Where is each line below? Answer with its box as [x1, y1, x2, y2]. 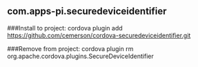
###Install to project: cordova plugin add [7, 23, 123, 32]
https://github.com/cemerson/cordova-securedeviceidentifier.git [7, 31, 191, 39]
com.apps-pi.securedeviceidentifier [7, 6, 167, 17]
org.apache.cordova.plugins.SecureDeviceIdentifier [7, 52, 154, 60]
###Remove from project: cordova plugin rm [7, 44, 134, 52]
